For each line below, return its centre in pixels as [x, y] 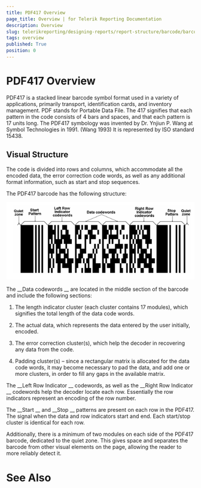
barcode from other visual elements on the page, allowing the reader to [94, 447]
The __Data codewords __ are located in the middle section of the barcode [98, 289]
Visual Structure [37, 155]
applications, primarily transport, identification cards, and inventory [89, 104]
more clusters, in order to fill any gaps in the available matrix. [90, 374]
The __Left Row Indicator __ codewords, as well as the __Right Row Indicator [100, 385]
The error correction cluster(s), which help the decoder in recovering [100, 343]
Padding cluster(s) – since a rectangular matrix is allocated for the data [102, 361]
